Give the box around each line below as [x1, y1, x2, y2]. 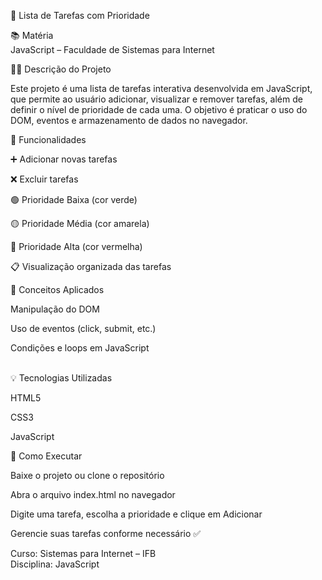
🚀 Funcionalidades [10, 134, 87, 145]
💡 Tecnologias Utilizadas [10, 372, 113, 384]
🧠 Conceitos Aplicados [10, 284, 105, 295]
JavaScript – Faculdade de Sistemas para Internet [10, 44, 215, 55]
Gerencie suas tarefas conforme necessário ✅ [10, 528, 202, 539]
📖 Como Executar [10, 450, 83, 462]
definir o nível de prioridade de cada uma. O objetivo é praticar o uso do [10, 104, 308, 115]
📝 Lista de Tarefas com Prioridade [10, 10, 150, 21]
